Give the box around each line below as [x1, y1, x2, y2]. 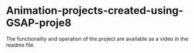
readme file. [6, 41, 35, 48]
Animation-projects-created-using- [6, 4, 184, 17]
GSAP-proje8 [6, 16, 72, 29]
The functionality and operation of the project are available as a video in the [6, 35, 189, 42]
